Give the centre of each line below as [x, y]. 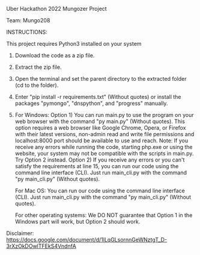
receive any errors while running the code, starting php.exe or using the [104, 147]
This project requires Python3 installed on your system [74, 44]
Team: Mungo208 [28, 20]
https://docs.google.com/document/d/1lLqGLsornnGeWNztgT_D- [87, 240]
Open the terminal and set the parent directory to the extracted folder [101, 79]
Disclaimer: [20, 233]
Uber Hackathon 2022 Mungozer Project [56, 9]
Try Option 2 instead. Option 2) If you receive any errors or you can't [100, 160]
